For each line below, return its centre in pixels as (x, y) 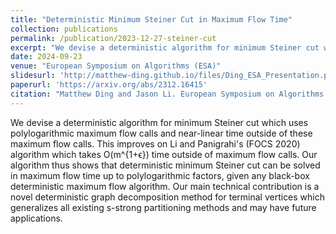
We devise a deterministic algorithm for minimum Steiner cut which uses (159, 122)
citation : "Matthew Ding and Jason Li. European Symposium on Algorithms (167, 94)
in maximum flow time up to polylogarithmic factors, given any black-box (160, 175)
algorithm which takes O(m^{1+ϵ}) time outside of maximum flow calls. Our (164, 154)
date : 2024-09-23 (46, 57)
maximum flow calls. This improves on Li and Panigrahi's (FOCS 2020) (155, 143)
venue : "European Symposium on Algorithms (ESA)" (116, 66)
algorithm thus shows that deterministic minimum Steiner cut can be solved (165, 165)
